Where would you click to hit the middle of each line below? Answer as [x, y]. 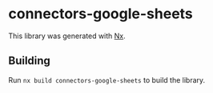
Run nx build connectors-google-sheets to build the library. [107, 79]
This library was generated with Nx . [67, 36]
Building [29, 61]
